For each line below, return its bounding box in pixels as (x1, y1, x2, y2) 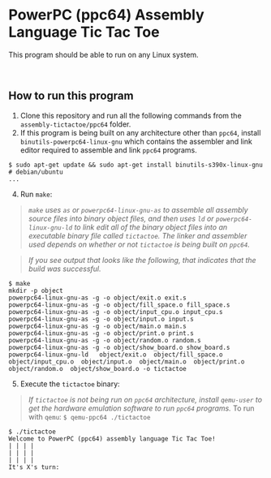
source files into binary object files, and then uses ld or (28, 213, 214, 223)
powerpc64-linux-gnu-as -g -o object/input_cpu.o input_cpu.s (8, 308, 223, 316)
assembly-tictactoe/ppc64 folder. (19, 119, 131, 129)
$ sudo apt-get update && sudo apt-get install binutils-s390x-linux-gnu (8, 161, 264, 169)
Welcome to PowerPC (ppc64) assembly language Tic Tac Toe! (8, 434, 217, 443)
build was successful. (28, 264, 101, 273)
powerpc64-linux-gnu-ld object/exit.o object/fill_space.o (8, 351, 223, 359)
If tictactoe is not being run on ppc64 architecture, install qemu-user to (28, 394, 262, 404)
